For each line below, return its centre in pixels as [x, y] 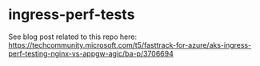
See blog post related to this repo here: [73, 37]
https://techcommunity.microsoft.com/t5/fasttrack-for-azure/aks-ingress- [130, 45]
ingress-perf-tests [72, 15]
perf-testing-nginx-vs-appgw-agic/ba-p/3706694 [91, 53]
